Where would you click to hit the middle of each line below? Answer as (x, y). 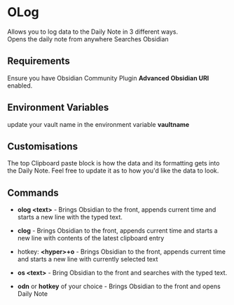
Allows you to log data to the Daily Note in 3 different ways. (93, 32)
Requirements (39, 61)
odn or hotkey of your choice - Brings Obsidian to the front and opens (119, 286)
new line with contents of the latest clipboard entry (91, 238)
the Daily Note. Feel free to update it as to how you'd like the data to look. (113, 171)
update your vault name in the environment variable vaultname (98, 124)
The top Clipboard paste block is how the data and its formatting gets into (113, 163)
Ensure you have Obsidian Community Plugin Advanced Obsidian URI (108, 78)
